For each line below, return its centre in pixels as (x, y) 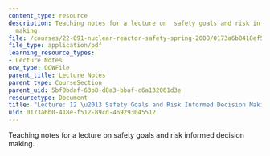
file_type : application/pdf (55, 46)
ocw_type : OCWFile (39, 68)
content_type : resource (48, 16)
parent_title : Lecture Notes (57, 75)
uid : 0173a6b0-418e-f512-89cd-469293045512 (82, 113)
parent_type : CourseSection (55, 82)
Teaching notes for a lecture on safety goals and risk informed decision (127, 135)
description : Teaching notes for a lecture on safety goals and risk (129, 23)
